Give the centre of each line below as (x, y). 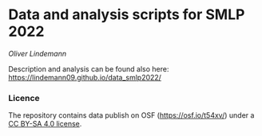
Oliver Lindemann (38, 53)
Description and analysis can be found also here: (89, 68)
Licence (24, 98)
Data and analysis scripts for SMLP (127, 15)
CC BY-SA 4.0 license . (45, 124)
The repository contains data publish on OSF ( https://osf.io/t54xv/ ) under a (131, 115)
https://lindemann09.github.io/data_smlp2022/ (85, 77)
